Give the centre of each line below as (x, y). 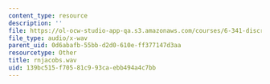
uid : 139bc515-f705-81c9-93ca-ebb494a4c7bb (82, 68)
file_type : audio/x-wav (48, 38)
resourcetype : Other (43, 53)
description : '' (35, 23)
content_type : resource (48, 16)
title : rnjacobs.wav (43, 61)
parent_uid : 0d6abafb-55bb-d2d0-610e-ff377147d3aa (95, 46)
